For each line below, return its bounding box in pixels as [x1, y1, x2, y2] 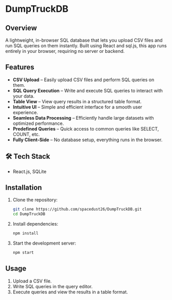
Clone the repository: [12, 197, 58, 203]
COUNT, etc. [12, 131, 40, 137]
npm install [12, 231, 39, 236]
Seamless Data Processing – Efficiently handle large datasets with [12, 115, 154, 121]
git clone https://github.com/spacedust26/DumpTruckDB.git [12, 207, 142, 212]
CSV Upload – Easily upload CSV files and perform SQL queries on [12, 77, 155, 83]
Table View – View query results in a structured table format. [12, 98, 142, 104]
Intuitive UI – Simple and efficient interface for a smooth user [12, 104, 143, 110]
